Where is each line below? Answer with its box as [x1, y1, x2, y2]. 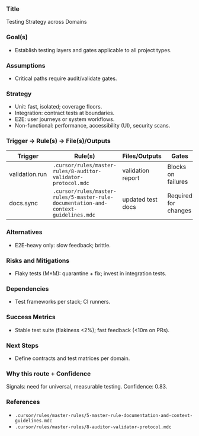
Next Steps [6, 341, 39, 349]
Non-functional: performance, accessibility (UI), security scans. [14, 122, 171, 129]
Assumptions [6, 61, 46, 69]
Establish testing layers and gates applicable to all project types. [14, 46, 172, 53]
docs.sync [9, 199, 38, 208]
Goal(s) [6, 33, 28, 42]
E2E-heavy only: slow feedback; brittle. [14, 241, 111, 249]
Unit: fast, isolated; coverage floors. [14, 103, 102, 110]
